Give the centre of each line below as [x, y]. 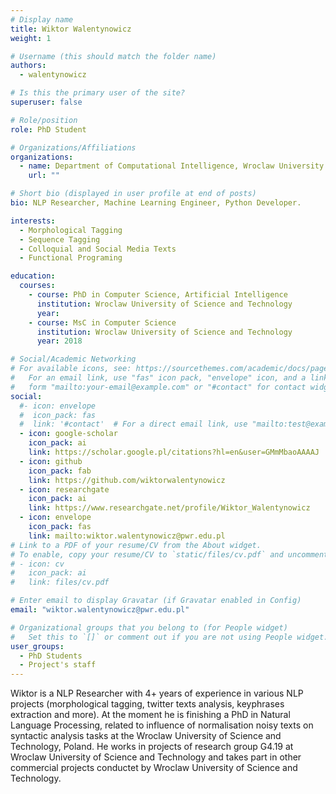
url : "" [44, 176]
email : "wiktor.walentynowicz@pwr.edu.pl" [100, 610]
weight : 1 [31, 38]
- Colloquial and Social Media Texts [98, 249]
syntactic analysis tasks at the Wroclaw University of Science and [146, 736]
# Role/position [44, 120]
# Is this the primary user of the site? [98, 93]
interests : [33, 221]
